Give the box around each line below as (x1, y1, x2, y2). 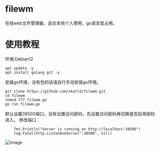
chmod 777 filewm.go (5, 97, 47, 102)
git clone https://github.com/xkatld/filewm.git (5, 89, 106, 94)
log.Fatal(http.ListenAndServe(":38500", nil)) (14, 131, 112, 136)
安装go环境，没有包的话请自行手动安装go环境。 (5, 79, 101, 85)
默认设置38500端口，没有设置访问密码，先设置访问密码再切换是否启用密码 (5, 111, 155, 116)
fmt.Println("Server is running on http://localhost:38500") (14, 127, 140, 131)
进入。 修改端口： (5, 117, 40, 123)
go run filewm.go (5, 101, 40, 107)
